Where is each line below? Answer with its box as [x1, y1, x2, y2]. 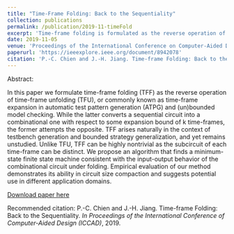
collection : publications [7, 17, 82, 24]
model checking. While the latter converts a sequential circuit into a [7, 110, 201, 118]
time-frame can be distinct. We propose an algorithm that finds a [7, 147, 194, 155]
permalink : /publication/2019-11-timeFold [7, 23, 132, 30]
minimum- [194, 147, 224, 155]
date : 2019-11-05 [7, 36, 58, 43]
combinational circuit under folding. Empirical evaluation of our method [7, 162, 211, 171]
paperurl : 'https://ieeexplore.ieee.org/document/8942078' [7, 49, 182, 56]
